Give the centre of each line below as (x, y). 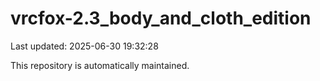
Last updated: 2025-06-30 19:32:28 (84, 46)
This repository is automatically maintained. (100, 65)
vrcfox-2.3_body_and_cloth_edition (161, 18)
